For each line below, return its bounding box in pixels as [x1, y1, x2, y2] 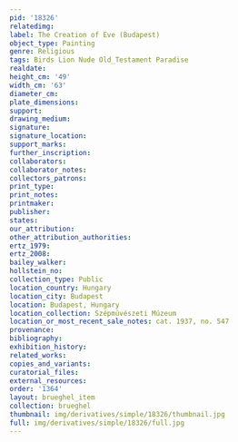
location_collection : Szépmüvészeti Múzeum [9, 309, 177, 318]
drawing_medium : [9, 114, 71, 123]
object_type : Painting [9, 38, 95, 48]
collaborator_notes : [9, 165, 88, 174]
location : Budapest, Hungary [9, 300, 120, 309]
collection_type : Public [9, 275, 104, 284]
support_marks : [9, 140, 67, 149]
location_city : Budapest [9, 291, 104, 300]
